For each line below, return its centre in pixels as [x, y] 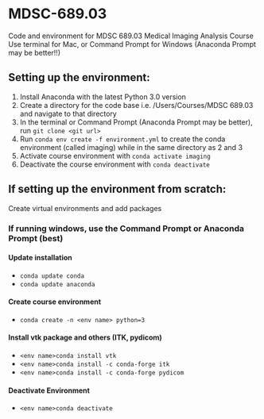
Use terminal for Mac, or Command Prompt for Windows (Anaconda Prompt [132, 44]
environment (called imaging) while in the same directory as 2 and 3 [131, 147]
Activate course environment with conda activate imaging [115, 156]
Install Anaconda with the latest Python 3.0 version [103, 97]
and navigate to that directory [68, 113]
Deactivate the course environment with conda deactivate [115, 164]
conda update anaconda [57, 284]
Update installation [41, 258]
